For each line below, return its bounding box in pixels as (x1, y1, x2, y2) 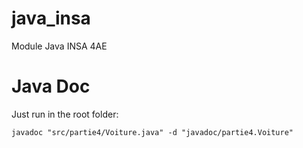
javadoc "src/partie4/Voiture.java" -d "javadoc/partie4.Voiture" (11, 127, 294, 137)
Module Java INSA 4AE (11, 40, 108, 52)
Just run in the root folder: (11, 108, 119, 120)
